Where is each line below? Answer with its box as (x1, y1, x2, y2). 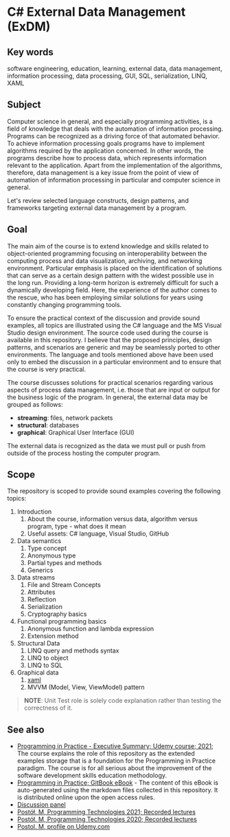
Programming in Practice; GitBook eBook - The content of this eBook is (16, 778, 218, 787)
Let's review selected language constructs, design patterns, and (7, 196, 189, 204)
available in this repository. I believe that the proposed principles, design (7, 335, 212, 344)
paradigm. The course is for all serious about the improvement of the (16, 764, 212, 772)
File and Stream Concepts (27, 581, 101, 589)
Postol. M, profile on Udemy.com (16, 823, 111, 831)
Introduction (16, 507, 52, 516)
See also (7, 723, 45, 735)
